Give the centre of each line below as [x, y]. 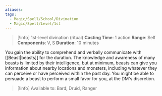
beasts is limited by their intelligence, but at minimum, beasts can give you [81, 63]
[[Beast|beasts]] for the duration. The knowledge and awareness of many [80, 58]
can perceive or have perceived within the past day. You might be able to [80, 73]
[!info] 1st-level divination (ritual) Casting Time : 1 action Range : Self [86, 38]
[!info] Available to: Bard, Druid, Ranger [57, 88]
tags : [11, 14]
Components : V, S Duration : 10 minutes [58, 43]
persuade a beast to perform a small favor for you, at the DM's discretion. [80, 79]
